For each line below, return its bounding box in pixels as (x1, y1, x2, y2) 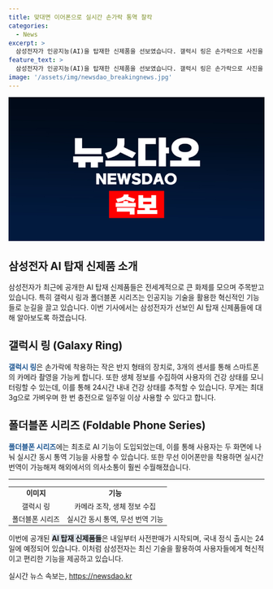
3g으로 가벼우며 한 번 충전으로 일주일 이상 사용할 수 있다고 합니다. (8, 392, 217, 402)
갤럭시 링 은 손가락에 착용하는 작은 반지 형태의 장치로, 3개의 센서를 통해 (8, 362, 232, 372)
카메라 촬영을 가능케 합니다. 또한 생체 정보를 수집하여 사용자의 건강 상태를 (16, 372, 249, 382)
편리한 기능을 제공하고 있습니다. (23, 554, 123, 564)
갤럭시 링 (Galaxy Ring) (8, 338, 123, 353)
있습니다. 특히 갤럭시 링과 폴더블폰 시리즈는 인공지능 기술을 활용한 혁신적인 (8, 293, 245, 303)
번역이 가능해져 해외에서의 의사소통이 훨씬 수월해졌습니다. (8, 462, 191, 472)
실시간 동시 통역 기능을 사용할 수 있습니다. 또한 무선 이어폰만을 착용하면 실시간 (16, 452, 264, 461)
